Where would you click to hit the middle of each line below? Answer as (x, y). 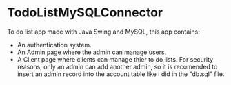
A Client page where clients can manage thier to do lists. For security (115, 59)
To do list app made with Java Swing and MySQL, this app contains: (103, 32)
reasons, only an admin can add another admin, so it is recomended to (117, 66)
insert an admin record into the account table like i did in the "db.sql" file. (121, 74)
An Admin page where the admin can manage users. (92, 52)
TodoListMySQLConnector (85, 13)
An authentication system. (54, 45)
